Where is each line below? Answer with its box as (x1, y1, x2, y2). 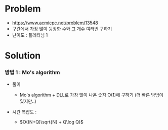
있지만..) (19, 98, 36, 104)
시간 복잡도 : (12, 109, 37, 115)
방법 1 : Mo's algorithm (5, 69, 60, 76)
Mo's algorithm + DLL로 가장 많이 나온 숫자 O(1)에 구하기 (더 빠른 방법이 (19, 92, 164, 98)
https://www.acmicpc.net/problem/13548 (12, 20, 98, 26)
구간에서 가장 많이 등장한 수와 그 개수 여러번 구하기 (12, 26, 112, 32)
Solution (5, 50, 41, 61)
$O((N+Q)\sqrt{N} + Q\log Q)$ (19, 119, 84, 125)
